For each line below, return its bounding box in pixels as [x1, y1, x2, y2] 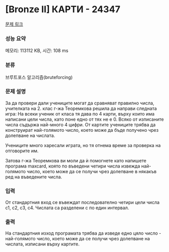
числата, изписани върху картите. [5, 241, 80, 247]
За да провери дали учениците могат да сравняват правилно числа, [5, 100, 154, 106]
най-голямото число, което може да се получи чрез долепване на [5, 236, 150, 242]
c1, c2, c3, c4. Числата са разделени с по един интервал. [5, 205, 129, 211]
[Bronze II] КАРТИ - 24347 [5, 4, 121, 15]
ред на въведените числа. [5, 174, 63, 180]
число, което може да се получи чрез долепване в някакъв [26, 168, 157, 174]
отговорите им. [5, 148, 39, 154]
